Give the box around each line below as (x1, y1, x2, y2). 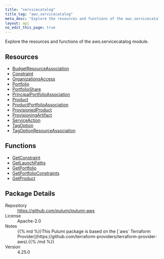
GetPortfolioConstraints (12, 170, 60, 176)
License (5, 213, 21, 219)
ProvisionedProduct (12, 107, 52, 112)
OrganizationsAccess (12, 76, 55, 82)
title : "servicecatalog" (5, 7, 56, 12)
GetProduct (12, 175, 36, 181)
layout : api (5, 20, 29, 26)
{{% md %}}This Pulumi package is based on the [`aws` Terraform (17, 228, 151, 234)
